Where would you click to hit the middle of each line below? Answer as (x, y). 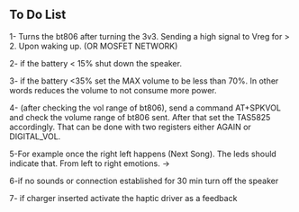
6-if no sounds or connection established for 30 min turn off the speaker (144, 181)
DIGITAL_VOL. (35, 136)
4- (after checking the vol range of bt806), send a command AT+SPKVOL (145, 108)
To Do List (38, 15)
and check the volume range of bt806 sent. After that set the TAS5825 (140, 117)
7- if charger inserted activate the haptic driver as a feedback (123, 198)
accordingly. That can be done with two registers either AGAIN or (131, 127)
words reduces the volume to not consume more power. (113, 90)
